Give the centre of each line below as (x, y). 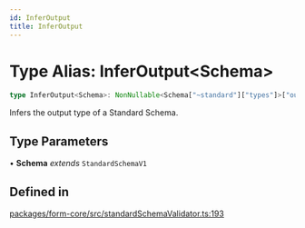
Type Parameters (59, 141)
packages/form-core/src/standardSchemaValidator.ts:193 (117, 213)
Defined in (39, 192)
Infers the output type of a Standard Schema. (94, 113)
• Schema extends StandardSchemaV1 (79, 164)
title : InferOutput (46, 26)
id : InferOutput (40, 18)
